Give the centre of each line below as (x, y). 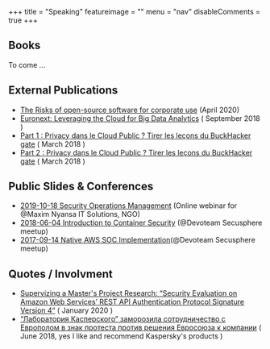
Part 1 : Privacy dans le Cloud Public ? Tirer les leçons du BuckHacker (135, 135)
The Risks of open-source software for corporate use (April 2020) (130, 110)
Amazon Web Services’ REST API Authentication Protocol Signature (132, 302)
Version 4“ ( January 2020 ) (66, 310)
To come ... (27, 64)
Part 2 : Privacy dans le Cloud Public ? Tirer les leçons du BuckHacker (136, 152)
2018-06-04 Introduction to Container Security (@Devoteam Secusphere (141, 223)
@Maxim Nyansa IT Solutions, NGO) (80, 214)
